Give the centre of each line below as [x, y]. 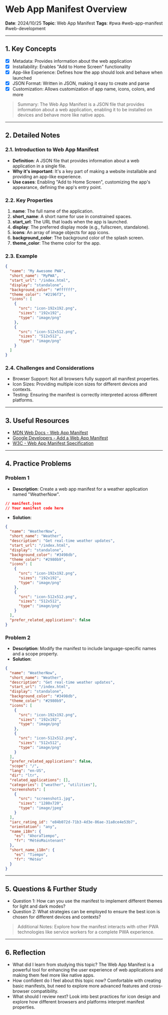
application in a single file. [39, 166]
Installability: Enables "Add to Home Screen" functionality [71, 67]
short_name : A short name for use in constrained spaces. [72, 217]
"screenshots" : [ [28, 789]
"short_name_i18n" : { [32, 850]
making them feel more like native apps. [53, 975]
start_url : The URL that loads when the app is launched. [70, 222]
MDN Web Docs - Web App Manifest [50, 433]
